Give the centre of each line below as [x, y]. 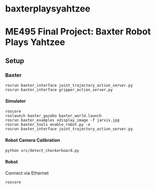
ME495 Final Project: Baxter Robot [78, 32]
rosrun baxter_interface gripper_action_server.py [59, 90]
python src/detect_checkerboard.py [42, 151]
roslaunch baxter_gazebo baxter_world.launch [53, 116]
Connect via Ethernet [27, 173]
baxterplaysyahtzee [48, 9]
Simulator [15, 101]
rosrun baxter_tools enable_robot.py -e [48, 125]
